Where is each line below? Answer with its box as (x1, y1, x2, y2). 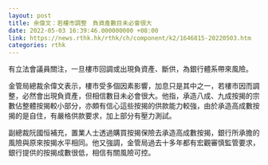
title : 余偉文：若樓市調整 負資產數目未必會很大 (8, 19, 152, 27)
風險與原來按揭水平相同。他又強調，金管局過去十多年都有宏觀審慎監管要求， (8, 138, 260, 147)
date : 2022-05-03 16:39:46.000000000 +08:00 (8, 26, 159, 34)
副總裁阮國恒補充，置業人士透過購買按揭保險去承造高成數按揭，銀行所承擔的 (8, 128, 260, 138)
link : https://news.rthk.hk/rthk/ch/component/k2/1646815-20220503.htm (8, 33, 251, 42)
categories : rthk (8, 41, 66, 49)
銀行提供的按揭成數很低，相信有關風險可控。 (8, 148, 156, 158)
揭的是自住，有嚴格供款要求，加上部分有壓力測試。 (8, 111, 176, 120)
